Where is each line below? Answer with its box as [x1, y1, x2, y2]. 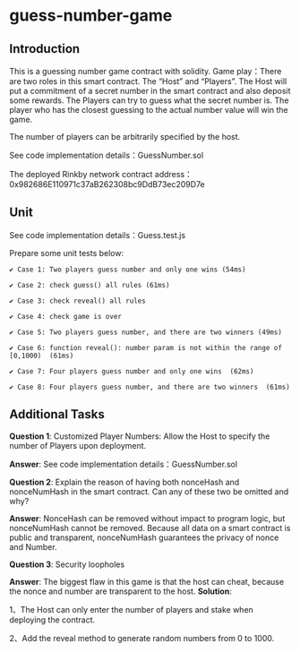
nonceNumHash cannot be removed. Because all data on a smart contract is [9, 522, 291, 533]
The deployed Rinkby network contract [9, 169, 153, 179]
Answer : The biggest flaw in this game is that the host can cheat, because [9, 576, 285, 587]
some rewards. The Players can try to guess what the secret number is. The [9, 95, 289, 106]
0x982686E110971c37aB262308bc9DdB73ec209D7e [9, 179, 206, 189]
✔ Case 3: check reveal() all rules [9, 296, 146, 305]
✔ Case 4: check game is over [9, 312, 123, 321]
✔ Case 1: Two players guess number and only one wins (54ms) [9, 265, 246, 274]
